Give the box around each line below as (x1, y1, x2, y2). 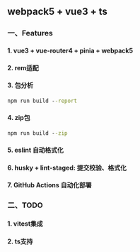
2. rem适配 (7, 63, 39, 72)
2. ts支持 (7, 237, 33, 246)
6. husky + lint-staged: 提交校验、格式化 (7, 163, 127, 172)
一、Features (7, 28, 53, 38)
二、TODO (7, 200, 44, 210)
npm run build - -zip (7, 129, 69, 137)
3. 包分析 (7, 81, 34, 89)
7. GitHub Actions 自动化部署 (7, 181, 92, 190)
